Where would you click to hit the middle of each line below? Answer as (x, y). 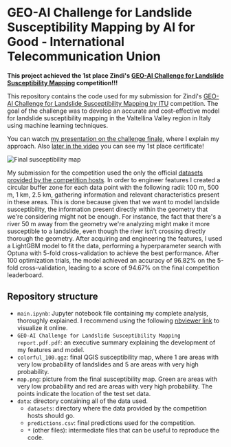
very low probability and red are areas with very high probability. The (115, 386)
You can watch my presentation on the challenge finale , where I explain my (113, 138)
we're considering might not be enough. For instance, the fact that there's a (114, 216)
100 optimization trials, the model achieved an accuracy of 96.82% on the (111, 260)
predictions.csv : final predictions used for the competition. (111, 423)
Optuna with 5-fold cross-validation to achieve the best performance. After (113, 253)
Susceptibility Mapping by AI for (101, 27)
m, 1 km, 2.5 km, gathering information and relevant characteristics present (113, 195)
